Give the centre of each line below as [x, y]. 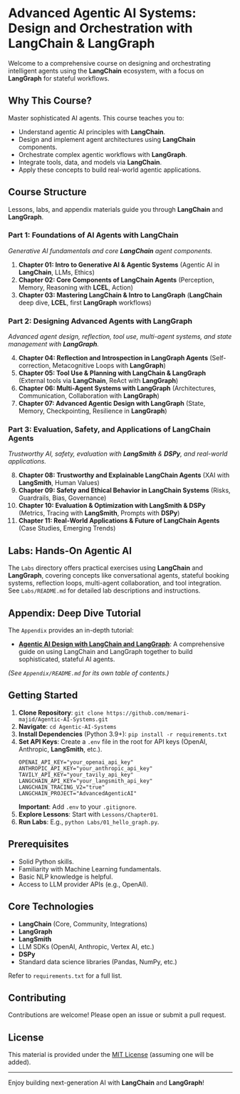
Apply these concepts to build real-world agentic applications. [110, 170]
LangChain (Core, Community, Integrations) [83, 924]
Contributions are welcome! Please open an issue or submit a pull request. [117, 1015]
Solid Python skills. [46, 862]
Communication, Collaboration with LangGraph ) [89, 396]
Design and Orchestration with [100, 28]
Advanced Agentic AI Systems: [102, 13]
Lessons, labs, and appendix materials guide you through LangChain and [116, 209]
